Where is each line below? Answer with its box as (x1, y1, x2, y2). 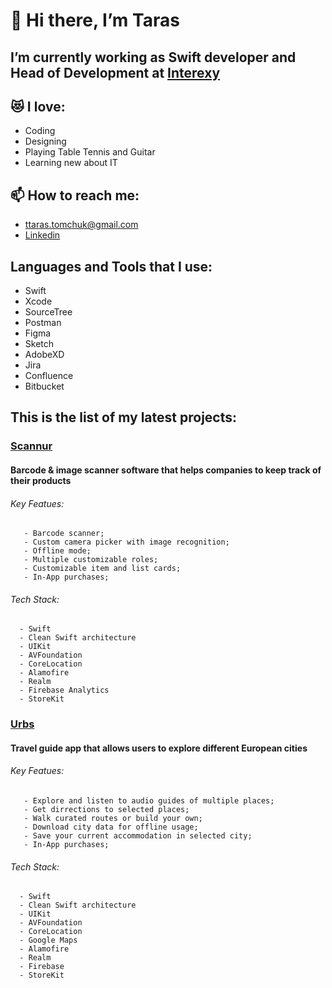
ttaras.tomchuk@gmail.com (24, 219, 139, 231)
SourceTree (24, 306, 73, 318)
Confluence (24, 370, 74, 382)
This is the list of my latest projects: (10, 409, 238, 426)
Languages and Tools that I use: (10, 258, 213, 275)
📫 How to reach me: (10, 187, 140, 204)
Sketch (24, 338, 55, 350)
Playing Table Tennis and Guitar (24, 146, 156, 158)
